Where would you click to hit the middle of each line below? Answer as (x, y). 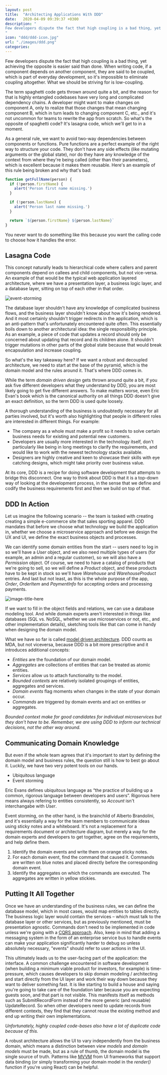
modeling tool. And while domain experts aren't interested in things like (78, 614)
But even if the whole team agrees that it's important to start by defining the (83, 755)
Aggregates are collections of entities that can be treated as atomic (81, 665)
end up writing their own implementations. (48, 1016)
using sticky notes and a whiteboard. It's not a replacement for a (71, 826)
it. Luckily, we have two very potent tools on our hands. (62, 765)
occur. (19, 697)
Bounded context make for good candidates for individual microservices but (83, 717)
